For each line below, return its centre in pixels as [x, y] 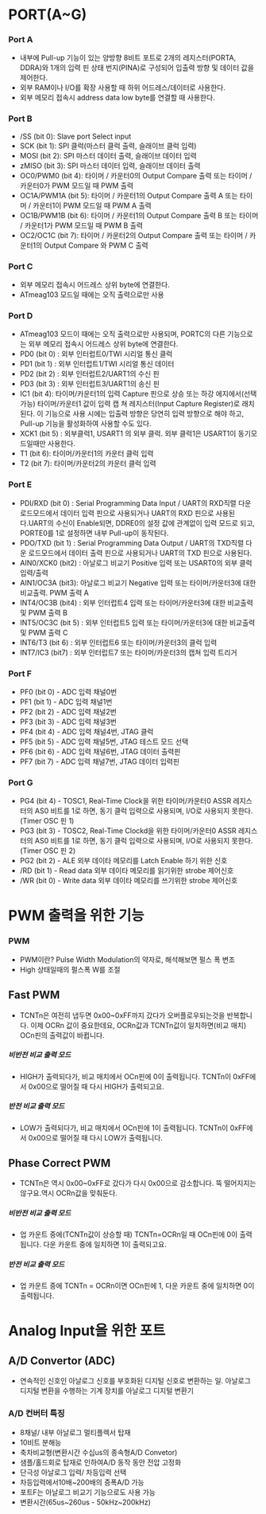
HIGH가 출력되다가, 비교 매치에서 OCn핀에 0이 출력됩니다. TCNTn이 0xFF [135, 1076]
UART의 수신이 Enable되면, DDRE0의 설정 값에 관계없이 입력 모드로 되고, [142, 522]
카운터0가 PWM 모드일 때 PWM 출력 [76, 186]
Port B [21, 119]
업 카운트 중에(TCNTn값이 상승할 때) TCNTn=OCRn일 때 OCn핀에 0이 [129, 1234]
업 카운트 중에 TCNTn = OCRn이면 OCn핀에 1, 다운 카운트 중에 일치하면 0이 [137, 1286]
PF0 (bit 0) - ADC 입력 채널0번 [68, 691]
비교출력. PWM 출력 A [54, 593]
